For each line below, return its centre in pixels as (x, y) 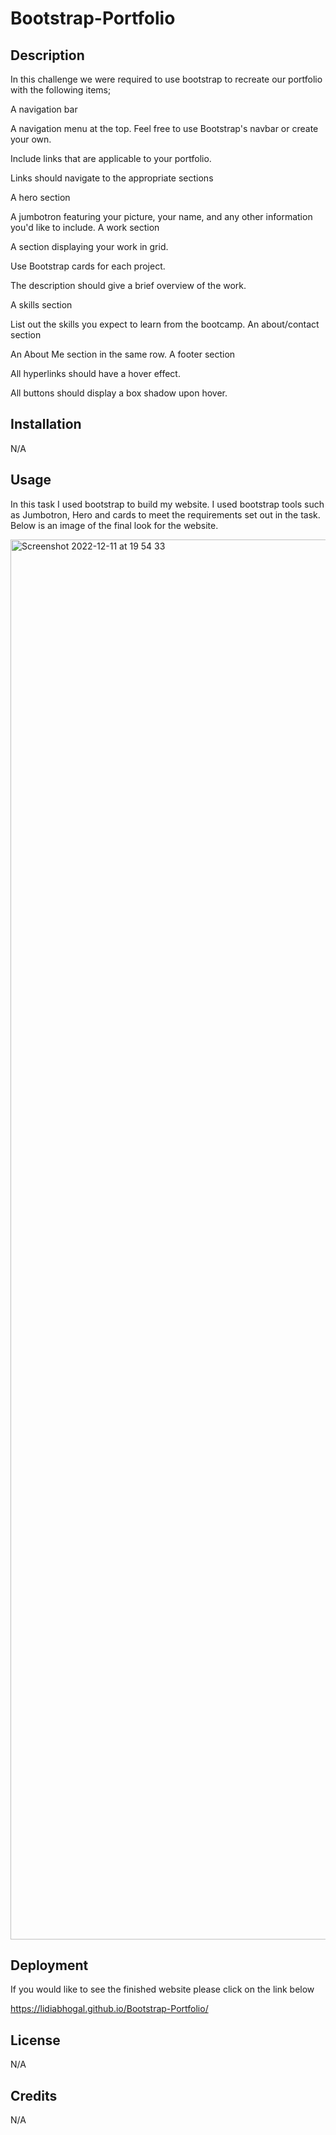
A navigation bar (44, 109)
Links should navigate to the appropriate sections (112, 178)
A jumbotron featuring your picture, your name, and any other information (161, 216)
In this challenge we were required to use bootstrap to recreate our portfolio (166, 79)
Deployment (49, 1965)
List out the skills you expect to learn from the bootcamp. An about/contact (165, 324)
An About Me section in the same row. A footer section (123, 354)
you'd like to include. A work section (85, 227)
